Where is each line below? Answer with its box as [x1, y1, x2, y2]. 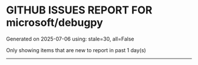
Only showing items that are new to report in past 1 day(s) [6, 46, 146, 53]
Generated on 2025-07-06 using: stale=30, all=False [6, 35, 134, 42]
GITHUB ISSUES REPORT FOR [6, 4, 153, 17]
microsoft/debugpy [6, 16, 103, 29]
